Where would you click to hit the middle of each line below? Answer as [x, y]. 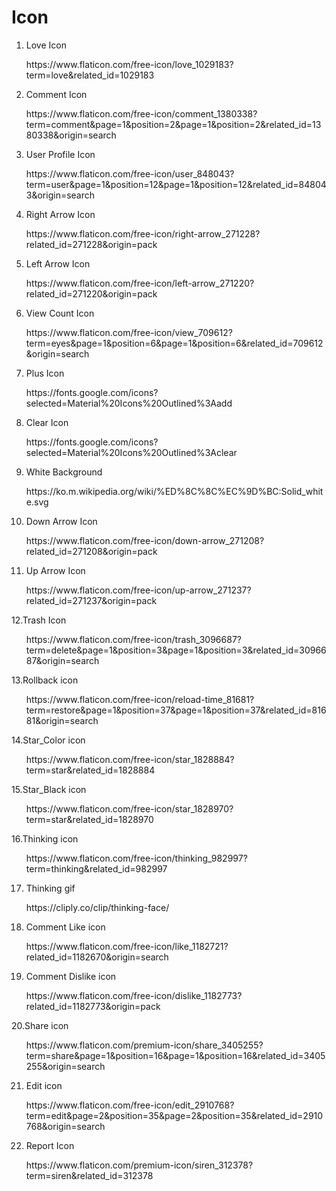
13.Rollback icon [45, 680]
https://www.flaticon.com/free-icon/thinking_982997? [136, 858]
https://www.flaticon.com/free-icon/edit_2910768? [130, 1105]
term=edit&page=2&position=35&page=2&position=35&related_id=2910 [174, 1115]
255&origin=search [65, 1066]
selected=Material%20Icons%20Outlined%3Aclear [131, 452]
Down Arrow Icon [61, 521]
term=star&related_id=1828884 [90, 770]
